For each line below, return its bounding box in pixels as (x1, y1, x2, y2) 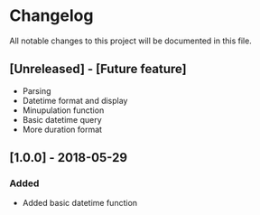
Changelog (9, 5, 94, 26)
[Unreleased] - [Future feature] (9, 61, 187, 77)
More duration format (22, 124, 102, 135)
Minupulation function (22, 105, 105, 116)
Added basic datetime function (22, 198, 138, 209)
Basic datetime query (22, 114, 102, 125)
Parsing (22, 85, 51, 96)
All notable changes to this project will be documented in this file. (9, 35, 253, 46)
